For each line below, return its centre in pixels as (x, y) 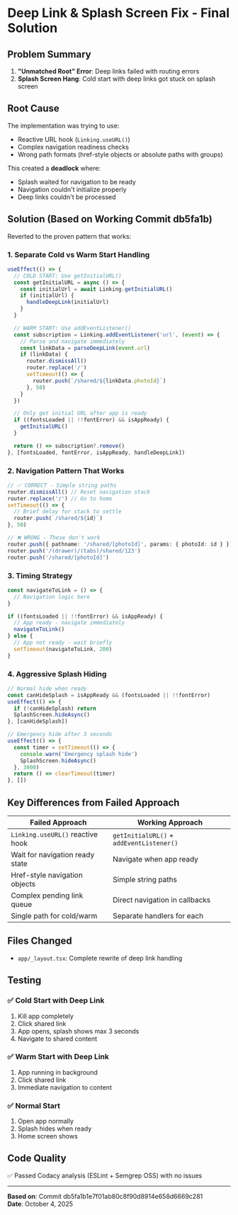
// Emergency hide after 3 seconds (60, 735)
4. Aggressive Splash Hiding (57, 674)
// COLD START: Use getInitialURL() (68, 276)
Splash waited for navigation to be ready (76, 181)
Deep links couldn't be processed (67, 197)
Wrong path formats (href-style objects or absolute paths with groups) (120, 154)
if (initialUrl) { (47, 295)
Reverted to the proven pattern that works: (69, 236)
